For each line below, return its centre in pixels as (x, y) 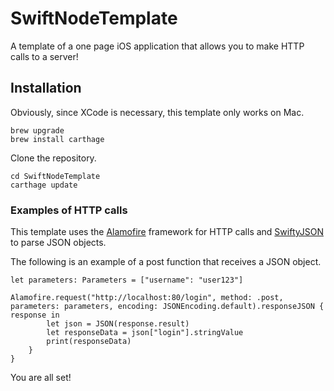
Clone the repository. (53, 158)
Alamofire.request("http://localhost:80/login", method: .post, (147, 298)
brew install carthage (57, 139)
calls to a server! (44, 56)
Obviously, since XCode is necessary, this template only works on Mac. (157, 112)
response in (35, 315)
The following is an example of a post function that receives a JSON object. (166, 262)
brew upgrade (37, 130)
